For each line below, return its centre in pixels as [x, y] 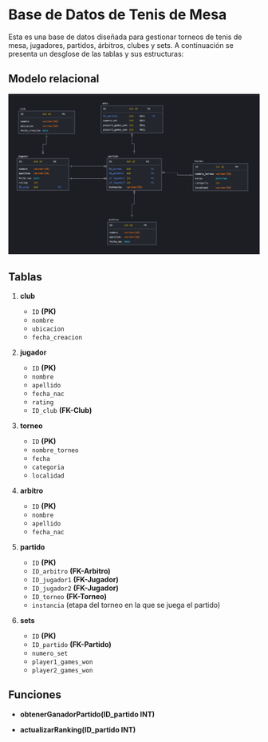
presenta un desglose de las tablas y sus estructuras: [96, 54]
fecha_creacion [57, 337]
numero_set [50, 653]
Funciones [35, 695]
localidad [48, 476]
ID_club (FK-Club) [62, 410]
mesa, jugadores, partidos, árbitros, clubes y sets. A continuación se [121, 45]
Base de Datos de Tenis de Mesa [118, 15]
